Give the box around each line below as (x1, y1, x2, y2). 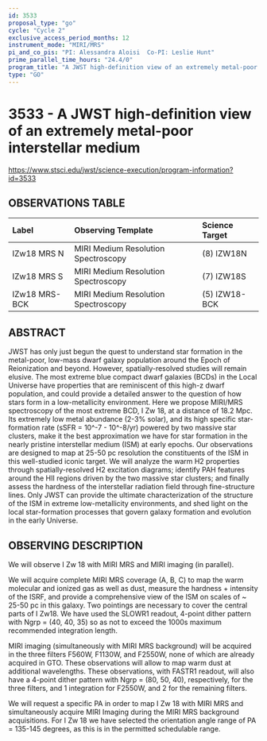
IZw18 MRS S (12, 271, 64, 282)
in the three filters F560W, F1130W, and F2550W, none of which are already (8, 650, 255, 659)
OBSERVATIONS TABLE (8, 196, 126, 210)
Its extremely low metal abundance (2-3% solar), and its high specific (8, 415, 236, 424)
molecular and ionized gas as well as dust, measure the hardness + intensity (8, 584, 258, 592)
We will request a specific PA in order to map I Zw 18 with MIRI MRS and (8, 699, 244, 708)
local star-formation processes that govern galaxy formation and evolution (8, 508, 252, 517)
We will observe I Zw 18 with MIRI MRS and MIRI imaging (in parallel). (8, 560, 234, 569)
